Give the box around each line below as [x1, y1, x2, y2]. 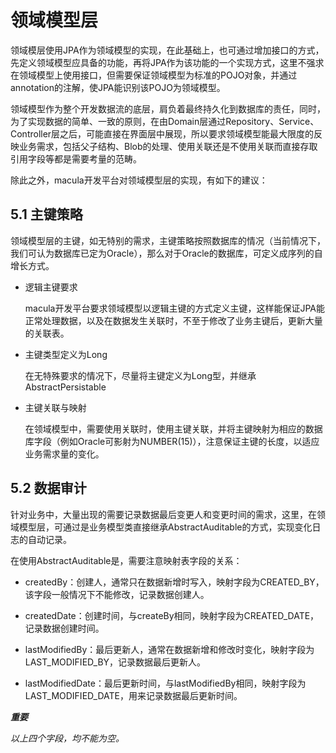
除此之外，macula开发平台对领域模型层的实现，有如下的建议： [10, 174, 268, 186]
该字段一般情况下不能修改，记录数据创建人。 [24, 588, 210, 600]
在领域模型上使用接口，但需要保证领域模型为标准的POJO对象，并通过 [10, 69, 298, 81]
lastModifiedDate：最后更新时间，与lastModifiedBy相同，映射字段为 [24, 677, 307, 689]
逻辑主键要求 [24, 281, 78, 293]
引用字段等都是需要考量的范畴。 [10, 152, 142, 165]
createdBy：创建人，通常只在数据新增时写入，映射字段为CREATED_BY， [24, 576, 325, 588]
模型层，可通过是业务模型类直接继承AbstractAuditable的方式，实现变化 [18, 521, 313, 533]
